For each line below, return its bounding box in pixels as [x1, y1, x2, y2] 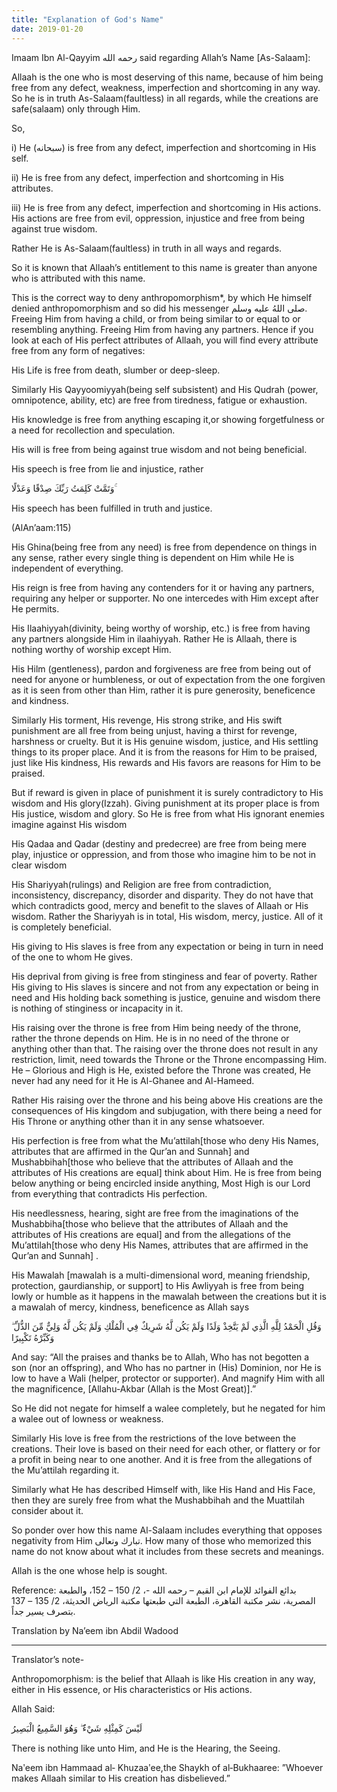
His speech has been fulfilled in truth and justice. [11, 502, 213, 514]
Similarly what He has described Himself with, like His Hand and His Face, [11, 1483, 316, 1495]
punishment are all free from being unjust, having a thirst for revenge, [11, 724, 298, 736]
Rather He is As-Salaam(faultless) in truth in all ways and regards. [11, 242, 283, 254]
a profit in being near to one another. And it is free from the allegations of [11, 1453, 313, 1465]
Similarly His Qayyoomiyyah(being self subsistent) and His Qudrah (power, [11, 383, 319, 395]
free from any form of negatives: [11, 344, 146, 356]
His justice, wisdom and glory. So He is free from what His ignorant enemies [11, 807, 325, 820]
